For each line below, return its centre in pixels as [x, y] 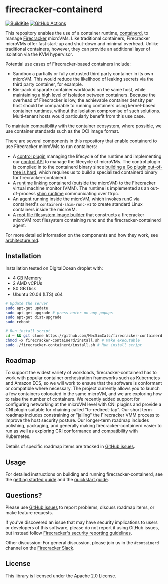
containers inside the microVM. [45, 209]
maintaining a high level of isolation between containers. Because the [84, 95]
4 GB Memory [27, 278]
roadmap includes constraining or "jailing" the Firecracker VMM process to [82, 415]
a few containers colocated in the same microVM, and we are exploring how [83, 394]
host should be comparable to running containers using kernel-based [84, 105]
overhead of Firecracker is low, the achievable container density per [83, 100]
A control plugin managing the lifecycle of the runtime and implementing [87, 156]
